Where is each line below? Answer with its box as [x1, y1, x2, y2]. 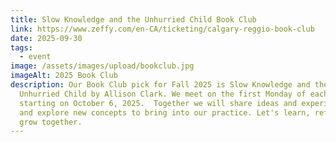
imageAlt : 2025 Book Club [10, 71, 118, 81]
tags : [10, 42, 33, 53]
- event [19, 52, 52, 62]
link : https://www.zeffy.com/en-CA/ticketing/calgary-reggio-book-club [10, 24, 315, 34]
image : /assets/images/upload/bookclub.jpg [10, 61, 195, 71]
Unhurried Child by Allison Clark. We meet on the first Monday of [19, 89, 307, 99]
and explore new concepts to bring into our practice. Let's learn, [19, 107, 311, 118]
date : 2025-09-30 [10, 33, 83, 43]
